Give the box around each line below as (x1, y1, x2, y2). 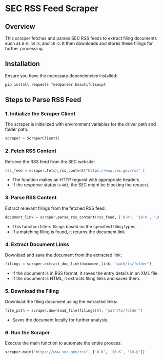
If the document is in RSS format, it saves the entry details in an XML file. (12, 270, 159, 276)
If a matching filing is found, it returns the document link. (12, 229, 126, 235)
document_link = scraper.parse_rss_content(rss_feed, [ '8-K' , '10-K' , (5, 215, 152, 219)
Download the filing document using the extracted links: (5, 299, 118, 305)
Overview (5, 22, 36, 31)
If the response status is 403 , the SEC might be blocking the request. (12, 182, 150, 188)
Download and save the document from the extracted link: (5, 252, 122, 258)
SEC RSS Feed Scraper (5, 3, 99, 14)
